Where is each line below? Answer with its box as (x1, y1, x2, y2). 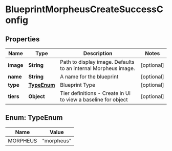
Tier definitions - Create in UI (60, 90, 131, 96)
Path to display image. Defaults (60, 59, 135, 65)
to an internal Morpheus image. (60, 65, 135, 72)
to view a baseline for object (60, 96, 128, 103)
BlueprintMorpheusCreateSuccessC (5, 4, 164, 15)
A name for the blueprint (60, 73, 119, 80)
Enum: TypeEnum (5, 113, 63, 122)
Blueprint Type (60, 82, 96, 88)
